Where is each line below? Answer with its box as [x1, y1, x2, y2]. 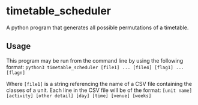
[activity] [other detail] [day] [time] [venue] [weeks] [6, 92, 152, 99]
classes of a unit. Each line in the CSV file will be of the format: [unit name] [6, 87, 193, 94]
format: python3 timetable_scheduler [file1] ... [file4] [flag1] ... [6, 63, 184, 70]
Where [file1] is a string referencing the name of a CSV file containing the [6, 80, 192, 87]
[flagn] [6, 70, 26, 76]
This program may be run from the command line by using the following [6, 57, 184, 64]
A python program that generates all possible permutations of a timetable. [6, 24, 189, 31]
